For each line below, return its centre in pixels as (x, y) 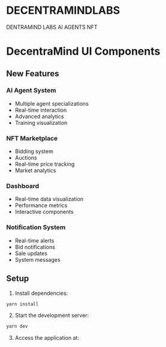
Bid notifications (35, 247)
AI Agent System (31, 91)
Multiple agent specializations (52, 103)
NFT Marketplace (32, 138)
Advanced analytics (39, 116)
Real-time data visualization (49, 199)
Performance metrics (41, 205)
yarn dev (17, 327)
